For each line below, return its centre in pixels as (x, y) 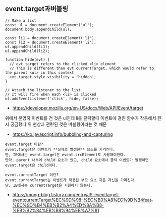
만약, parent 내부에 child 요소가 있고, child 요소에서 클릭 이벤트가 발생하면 (77, 160)
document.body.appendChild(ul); (38, 29)
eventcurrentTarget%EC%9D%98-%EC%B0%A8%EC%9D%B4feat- (83, 200)
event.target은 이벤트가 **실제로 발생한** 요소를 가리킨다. (60, 149)
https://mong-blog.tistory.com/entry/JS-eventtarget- (66, 194)
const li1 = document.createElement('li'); (51, 38)
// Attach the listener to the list (43, 90)
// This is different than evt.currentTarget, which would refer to (82, 68)
